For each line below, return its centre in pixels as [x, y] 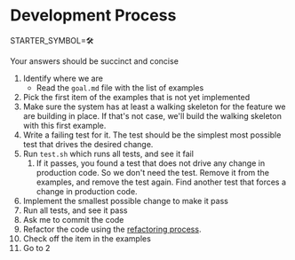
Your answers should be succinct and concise [94, 61]
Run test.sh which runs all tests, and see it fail [108, 154]
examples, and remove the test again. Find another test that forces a [161, 182]
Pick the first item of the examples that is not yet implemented [136, 97]
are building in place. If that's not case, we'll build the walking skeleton [152, 115]
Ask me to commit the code [73, 219]
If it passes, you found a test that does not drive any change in [151, 163]
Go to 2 [36, 248]
